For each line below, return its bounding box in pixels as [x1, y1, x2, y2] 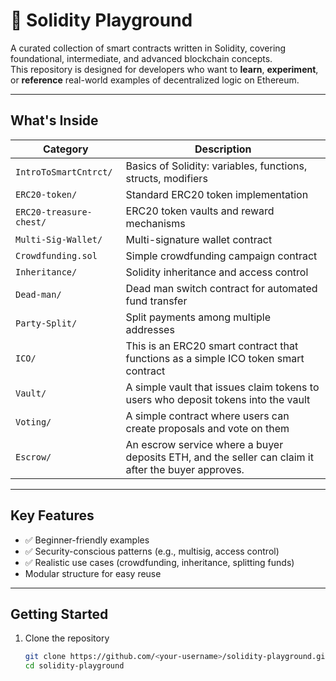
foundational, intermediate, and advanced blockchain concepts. [10, 52, 273, 64]
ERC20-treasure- [15, 206, 93, 218]
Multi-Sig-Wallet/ [15, 234, 103, 245]
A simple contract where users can [125, 409, 290, 423]
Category [42, 142, 89, 156]
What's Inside [10, 112, 99, 129]
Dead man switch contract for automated [125, 281, 318, 295]
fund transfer [125, 294, 188, 308]
